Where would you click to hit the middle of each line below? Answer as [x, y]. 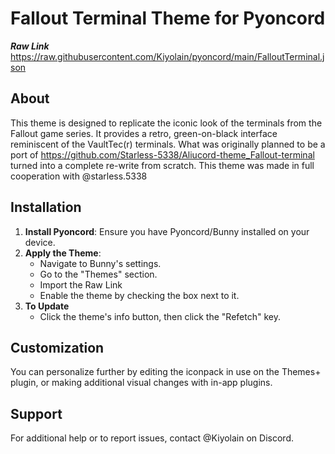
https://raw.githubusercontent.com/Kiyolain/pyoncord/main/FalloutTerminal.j [167, 56]
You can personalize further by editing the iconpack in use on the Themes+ [166, 372]
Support [36, 413]
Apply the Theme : [63, 253]
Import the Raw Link [81, 284]
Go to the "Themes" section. [98, 274]
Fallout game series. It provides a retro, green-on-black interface [144, 133]
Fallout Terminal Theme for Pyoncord [168, 18]
